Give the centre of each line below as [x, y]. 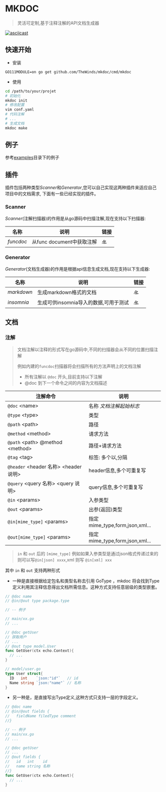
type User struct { [24, 674]
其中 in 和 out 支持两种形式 [33, 570]
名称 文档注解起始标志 [114, 406]
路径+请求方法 [105, 446]
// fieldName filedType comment [41, 716]
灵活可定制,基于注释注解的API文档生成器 [58, 23]
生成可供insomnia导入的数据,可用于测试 [83, 303]
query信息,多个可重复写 [116, 487]
